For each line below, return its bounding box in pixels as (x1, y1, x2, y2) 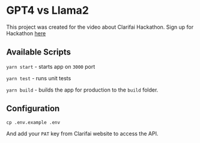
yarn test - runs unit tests (6, 74, 71, 81)
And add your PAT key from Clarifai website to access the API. (6, 130, 159, 137)
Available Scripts (6, 47, 71, 57)
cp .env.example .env (6, 119, 61, 126)
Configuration (6, 104, 60, 114)
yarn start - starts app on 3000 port (6, 63, 95, 70)
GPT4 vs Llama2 (6, 4, 89, 17)
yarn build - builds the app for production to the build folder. (6, 86, 159, 93)
